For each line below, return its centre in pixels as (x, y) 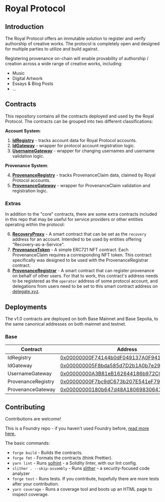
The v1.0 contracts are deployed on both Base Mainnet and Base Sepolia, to (82, 319)
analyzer (21, 474)
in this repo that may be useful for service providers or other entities (74, 220)
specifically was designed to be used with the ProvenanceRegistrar (80, 260)
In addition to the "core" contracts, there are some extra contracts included (81, 214)
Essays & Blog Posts (33, 84)
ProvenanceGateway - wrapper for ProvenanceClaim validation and (81, 185)
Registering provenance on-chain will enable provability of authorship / (77, 58)
